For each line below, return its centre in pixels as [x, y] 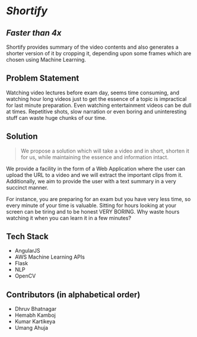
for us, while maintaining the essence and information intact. [95, 157]
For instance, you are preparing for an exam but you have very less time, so [99, 199]
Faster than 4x [34, 33]
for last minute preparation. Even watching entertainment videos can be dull [99, 105]
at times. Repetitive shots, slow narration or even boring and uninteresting [96, 112]
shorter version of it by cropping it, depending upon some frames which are [99, 53]
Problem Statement [43, 78]
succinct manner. [27, 187]
